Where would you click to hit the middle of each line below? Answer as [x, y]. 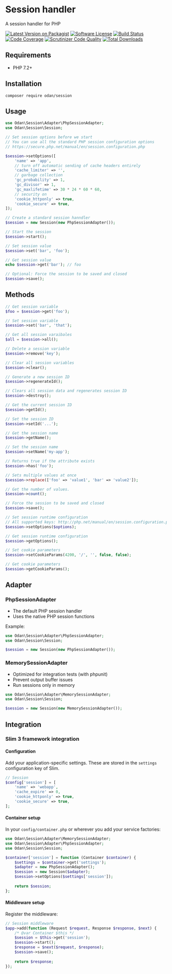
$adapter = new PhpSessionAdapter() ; [55, 867]
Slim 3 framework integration [42, 739]
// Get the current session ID [39, 405]
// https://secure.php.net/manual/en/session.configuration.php [75, 147]
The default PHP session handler [47, 611]
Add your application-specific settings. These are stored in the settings [81, 763]
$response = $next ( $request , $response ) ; [59, 947]
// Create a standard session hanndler [48, 218]
